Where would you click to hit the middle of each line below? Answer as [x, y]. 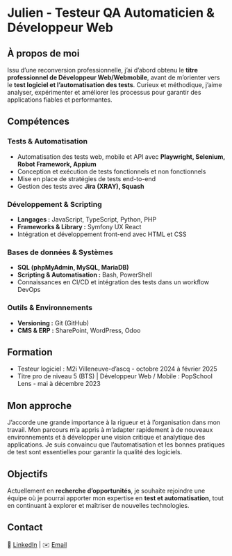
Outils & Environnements [50, 308]
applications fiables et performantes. [60, 100]
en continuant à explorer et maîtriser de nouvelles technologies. [98, 506]
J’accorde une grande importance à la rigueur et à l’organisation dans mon [114, 422]
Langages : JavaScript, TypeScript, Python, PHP [87, 219]
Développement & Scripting [55, 204]
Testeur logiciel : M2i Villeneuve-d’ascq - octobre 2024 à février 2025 [117, 369]
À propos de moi [43, 53]
